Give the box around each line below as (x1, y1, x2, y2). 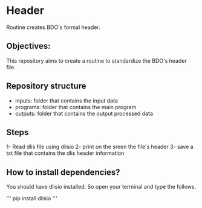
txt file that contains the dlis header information (6, 150, 125, 157)
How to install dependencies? (6, 167, 120, 177)
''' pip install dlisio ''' (6, 195, 57, 202)
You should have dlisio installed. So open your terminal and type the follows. (6, 183, 197, 191)
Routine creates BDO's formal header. (6, 24, 101, 31)
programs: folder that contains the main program (15, 103, 137, 110)
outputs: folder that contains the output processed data (15, 110, 153, 117)
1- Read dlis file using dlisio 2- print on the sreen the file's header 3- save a (6, 143, 194, 151)
